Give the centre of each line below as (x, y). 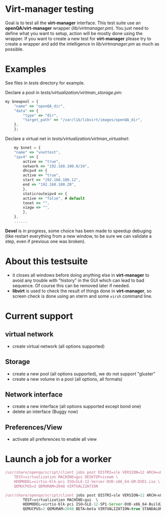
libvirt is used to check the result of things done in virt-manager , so (82, 291)
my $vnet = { (27, 148)
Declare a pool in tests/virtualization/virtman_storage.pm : (64, 92)
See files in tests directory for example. (45, 83)
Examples (26, 69)
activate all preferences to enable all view (55, 439)
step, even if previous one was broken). (45, 241)
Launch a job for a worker (59, 459)
